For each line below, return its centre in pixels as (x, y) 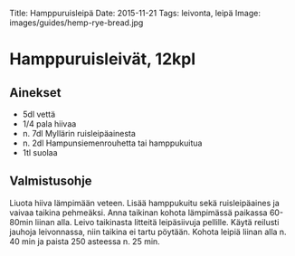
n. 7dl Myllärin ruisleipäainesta (79, 133)
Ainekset (35, 93)
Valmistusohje (51, 181)
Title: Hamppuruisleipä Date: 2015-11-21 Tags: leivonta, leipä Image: (135, 13)
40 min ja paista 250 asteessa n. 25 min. (85, 241)
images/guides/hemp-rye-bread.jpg (76, 23)
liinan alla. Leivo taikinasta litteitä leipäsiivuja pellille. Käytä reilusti (157, 222)
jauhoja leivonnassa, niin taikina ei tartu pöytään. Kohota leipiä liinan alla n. (148, 232)
